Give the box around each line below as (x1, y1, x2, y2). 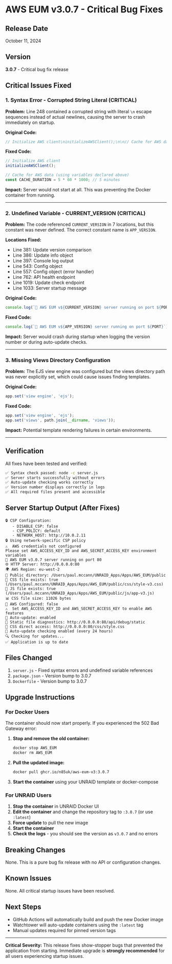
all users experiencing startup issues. (5, 953, 84, 959)
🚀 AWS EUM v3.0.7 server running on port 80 (5, 557, 102, 562)
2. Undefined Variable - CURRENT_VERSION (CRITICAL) (5, 209, 146, 217)
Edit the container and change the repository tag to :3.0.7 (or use (12, 809, 154, 815)
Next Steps (5, 903, 41, 912)
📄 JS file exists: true (5, 586, 56, 591)
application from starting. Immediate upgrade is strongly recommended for (5, 948, 165, 954)
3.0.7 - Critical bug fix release (5, 66, 69, 73)
